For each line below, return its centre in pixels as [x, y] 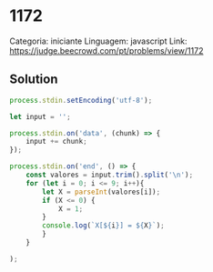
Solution [34, 80]
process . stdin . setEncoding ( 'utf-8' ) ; [81, 100]
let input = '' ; [40, 116]
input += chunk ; [57, 142]
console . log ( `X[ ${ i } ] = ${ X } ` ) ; [104, 226]
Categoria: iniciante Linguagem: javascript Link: [98, 41]
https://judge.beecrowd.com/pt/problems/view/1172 [106, 50]
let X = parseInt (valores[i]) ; [101, 192]
